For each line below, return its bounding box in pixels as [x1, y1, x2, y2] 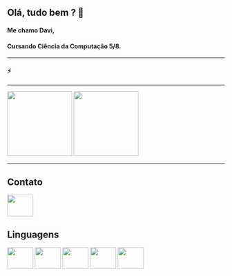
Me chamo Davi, [7, 26, 55, 34]
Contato [7, 176, 43, 188]
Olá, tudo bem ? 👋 [7, 7, 84, 19]
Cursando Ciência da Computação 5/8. [7, 42, 122, 50]
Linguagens [7, 228, 59, 240]
